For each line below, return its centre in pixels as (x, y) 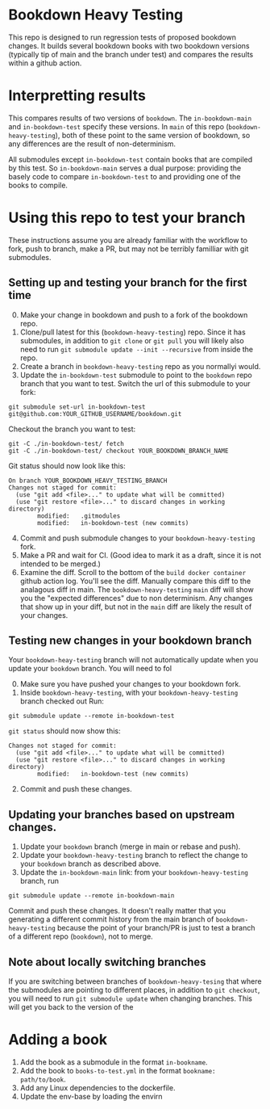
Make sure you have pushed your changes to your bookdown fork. (131, 684)
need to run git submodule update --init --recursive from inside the (137, 349)
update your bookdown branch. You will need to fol (90, 669)
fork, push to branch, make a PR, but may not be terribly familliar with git (129, 249)
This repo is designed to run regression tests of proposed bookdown (122, 37)
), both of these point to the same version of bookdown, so (153, 135)
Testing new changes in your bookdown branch (130, 641)
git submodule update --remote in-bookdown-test (91, 716)
